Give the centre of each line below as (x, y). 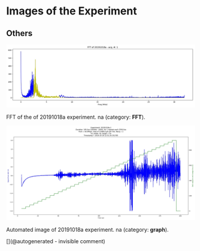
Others (19, 33)
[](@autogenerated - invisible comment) (56, 241)
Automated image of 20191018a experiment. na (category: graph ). (87, 229)
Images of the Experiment (72, 11)
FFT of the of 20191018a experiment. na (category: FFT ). (76, 117)
